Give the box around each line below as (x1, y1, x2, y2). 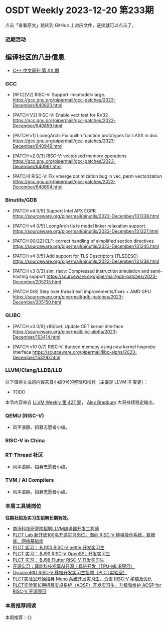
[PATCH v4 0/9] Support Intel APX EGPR (12, 208, 96, 214)
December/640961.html (12, 163, 62, 169)
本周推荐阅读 (5, 602, 37, 609)
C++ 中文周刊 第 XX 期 (12, 67, 59, 73)
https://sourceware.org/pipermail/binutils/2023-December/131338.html (12, 213, 159, 219)
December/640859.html (12, 123, 63, 129)
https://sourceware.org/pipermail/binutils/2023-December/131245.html (12, 243, 159, 249)
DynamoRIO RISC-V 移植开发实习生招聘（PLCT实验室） (12, 569, 127, 575)
